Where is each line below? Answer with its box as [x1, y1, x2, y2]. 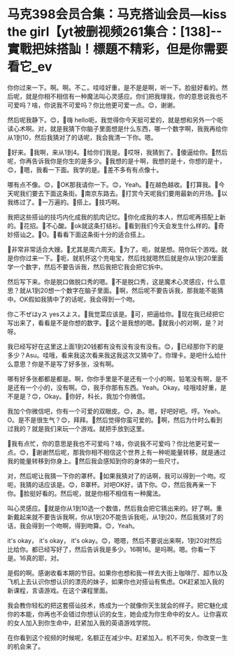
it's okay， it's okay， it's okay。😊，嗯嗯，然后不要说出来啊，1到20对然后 [7, 536, 222, 544]
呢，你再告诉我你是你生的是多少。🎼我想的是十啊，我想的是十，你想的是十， [7, 157, 226, 165]
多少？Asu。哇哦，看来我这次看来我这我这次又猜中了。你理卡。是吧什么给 [7, 351, 221, 359]
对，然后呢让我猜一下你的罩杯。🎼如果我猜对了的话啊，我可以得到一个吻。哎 [7, 472, 226, 480]
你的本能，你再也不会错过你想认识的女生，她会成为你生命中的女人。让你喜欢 [7, 609, 228, 618]
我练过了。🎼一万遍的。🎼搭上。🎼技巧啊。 [7, 197, 124, 206]
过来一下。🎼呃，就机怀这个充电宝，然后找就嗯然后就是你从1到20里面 [25, 253, 224, 262]
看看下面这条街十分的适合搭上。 [57, 230, 149, 239]
